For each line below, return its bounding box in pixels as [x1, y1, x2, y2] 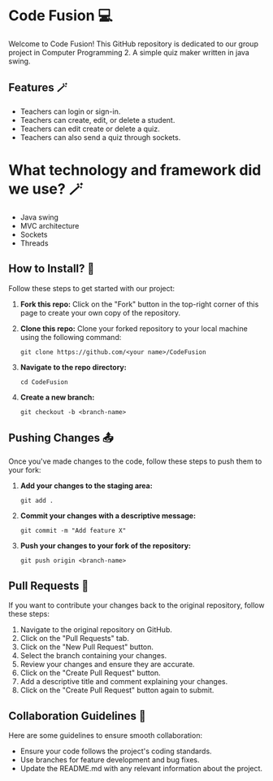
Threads [19, 238, 49, 248]
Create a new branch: [19, 392, 95, 402]
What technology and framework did [8, 160, 262, 179]
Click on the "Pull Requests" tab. [19, 634, 130, 644]
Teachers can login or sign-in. [19, 107, 121, 116]
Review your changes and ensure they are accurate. [19, 660, 195, 670]
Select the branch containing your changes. [19, 651, 167, 661]
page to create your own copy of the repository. [19, 308, 181, 317]
